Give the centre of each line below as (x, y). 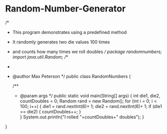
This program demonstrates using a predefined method (69, 32)
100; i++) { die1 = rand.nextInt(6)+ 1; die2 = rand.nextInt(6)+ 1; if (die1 (91, 106)
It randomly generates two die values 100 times (61, 42)
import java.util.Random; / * (40, 57)
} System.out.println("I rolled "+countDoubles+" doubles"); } (82, 117)
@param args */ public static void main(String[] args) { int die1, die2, (90, 95)
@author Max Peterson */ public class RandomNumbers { (71, 76)
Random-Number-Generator (65, 9)
